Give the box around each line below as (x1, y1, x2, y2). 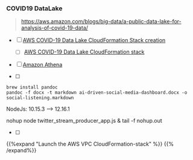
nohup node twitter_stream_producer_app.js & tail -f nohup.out (6, 117, 163, 125)
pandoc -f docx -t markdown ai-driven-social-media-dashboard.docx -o (6, 90, 188, 96)
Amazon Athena (22, 61, 63, 69)
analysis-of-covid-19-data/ (21, 24, 89, 31)
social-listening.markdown (6, 95, 74, 101)
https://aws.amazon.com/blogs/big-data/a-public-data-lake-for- (21, 18, 182, 25)
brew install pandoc (6, 84, 59, 91)
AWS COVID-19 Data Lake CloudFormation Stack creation (22, 37, 166, 44)
